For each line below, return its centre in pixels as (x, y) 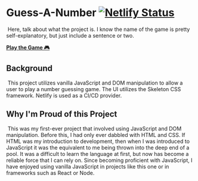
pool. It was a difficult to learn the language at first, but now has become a (98, 154)
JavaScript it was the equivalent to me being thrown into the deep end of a (98, 147)
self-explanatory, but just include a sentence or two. (70, 35)
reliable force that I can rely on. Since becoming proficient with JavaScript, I (99, 160)
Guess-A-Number (51, 13)
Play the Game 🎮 (28, 47)
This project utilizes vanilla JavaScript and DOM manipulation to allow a (95, 83)
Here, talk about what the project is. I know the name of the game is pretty (99, 29)
